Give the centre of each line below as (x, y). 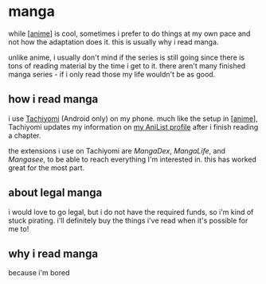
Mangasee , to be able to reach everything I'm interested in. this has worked (132, 159)
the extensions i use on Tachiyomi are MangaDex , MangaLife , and (117, 150)
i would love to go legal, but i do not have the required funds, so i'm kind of (131, 212)
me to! (19, 228)
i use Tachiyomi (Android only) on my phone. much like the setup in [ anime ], (133, 119)
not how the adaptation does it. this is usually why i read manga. (113, 41)
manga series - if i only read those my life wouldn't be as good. (112, 74)
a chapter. (25, 135)
